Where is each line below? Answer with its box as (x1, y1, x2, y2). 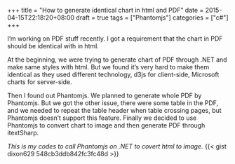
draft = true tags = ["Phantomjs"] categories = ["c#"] (76, 13, 229, 22)
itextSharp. (7, 129, 39, 137)
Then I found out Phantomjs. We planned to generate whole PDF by (7, 91, 202, 100)
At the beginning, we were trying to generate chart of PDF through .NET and (7, 55, 227, 64)
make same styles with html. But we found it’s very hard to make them (7, 63, 210, 71)
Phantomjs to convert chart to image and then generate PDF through (7, 121, 206, 129)
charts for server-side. (7, 78, 72, 86)
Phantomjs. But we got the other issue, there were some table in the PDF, (7, 99, 219, 107)
